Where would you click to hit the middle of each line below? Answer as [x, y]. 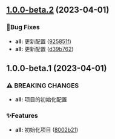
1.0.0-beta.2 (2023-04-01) [58, 10]
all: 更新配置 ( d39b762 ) [44, 49]
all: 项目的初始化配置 [41, 100]
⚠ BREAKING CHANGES [43, 86]
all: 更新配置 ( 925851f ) [43, 41]
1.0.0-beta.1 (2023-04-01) [57, 68]
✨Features [22, 116]
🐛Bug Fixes [23, 27]
